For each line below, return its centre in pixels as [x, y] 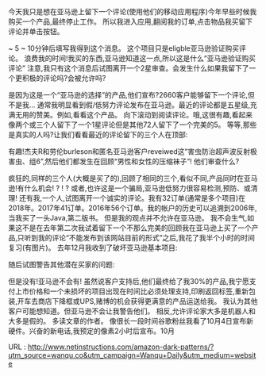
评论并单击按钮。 [36, 31]
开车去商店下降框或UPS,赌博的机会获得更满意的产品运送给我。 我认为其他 [137, 301]
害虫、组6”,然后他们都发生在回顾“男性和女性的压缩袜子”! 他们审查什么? [124, 161]
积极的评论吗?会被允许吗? [64, 78]
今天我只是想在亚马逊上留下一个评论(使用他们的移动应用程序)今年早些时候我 [133, 12]
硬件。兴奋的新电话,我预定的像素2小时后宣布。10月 [92, 331]
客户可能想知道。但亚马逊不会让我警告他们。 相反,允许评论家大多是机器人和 [132, 311]
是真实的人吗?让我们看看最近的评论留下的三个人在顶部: [98, 134]
